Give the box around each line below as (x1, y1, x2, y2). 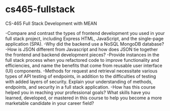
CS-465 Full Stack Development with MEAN (5, 20, 97, 26)
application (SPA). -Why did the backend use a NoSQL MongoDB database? (5, 41, 164, 47)
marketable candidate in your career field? (5, 100, 94, 106)
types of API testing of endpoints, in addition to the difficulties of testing (5, 73, 156, 79)
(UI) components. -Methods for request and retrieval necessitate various (5, 67, 158, 74)
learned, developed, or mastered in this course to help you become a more (5, 95, 162, 101)
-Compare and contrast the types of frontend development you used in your (5, 30, 165, 36)
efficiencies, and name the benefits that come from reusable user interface (5, 62, 163, 68)
